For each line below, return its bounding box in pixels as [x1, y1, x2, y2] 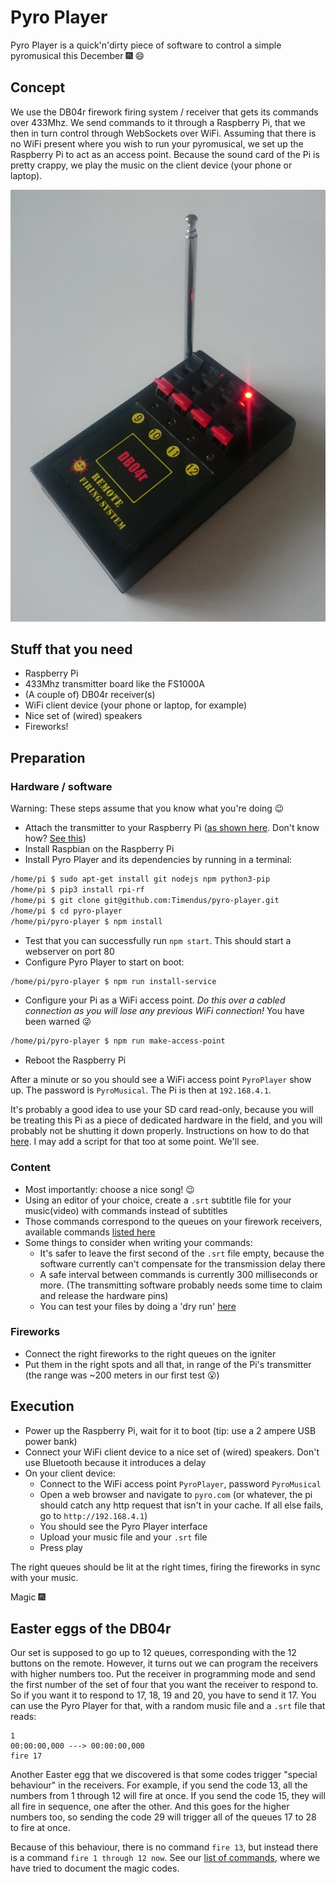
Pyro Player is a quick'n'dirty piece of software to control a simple [10, 39, 282, 51]
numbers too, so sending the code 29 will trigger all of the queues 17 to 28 [10, 1811, 317, 1823]
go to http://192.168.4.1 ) [39, 1509, 148, 1521]
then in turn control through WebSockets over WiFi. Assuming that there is [10, 127, 317, 139]
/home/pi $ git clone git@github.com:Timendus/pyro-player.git [10, 895, 280, 905]
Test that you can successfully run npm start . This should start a [24, 934, 292, 946]
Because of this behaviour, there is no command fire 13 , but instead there [10, 1841, 319, 1853]
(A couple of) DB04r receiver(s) [24, 689, 156, 701]
